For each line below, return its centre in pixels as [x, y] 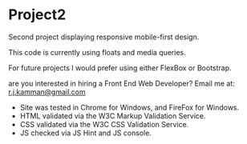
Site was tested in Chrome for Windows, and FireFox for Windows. [130, 107]
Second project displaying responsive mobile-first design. [104, 37]
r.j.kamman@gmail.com [47, 92]
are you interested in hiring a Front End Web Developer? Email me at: [121, 83]
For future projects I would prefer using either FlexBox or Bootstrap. [120, 68]
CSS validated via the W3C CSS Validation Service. [104, 124]
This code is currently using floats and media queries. [97, 52]
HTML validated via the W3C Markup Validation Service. [113, 116]
